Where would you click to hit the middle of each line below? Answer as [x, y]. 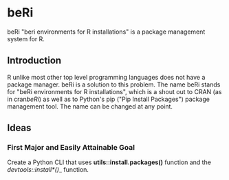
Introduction [34, 61]
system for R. [26, 38]
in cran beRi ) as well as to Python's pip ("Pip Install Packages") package [108, 99]
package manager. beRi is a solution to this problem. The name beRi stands [114, 85]
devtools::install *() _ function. [48, 170]
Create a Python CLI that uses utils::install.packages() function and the [109, 162]
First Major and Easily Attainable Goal [71, 148]
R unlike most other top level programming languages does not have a [106, 77]
